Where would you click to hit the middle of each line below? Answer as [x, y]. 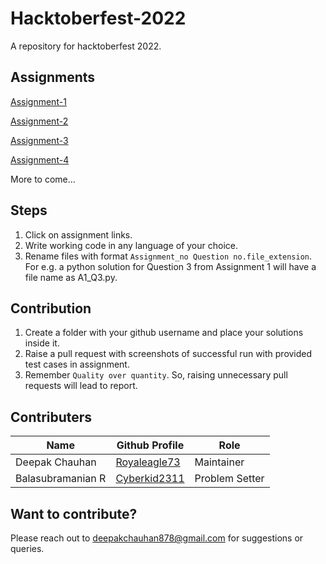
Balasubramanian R [61, 479]
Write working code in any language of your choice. [131, 245]
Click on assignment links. [78, 234]
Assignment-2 [39, 121]
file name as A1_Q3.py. [71, 277]
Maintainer [219, 462]
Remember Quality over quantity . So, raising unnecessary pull [156, 375]
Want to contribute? [74, 513]
